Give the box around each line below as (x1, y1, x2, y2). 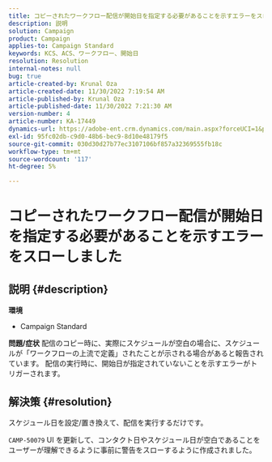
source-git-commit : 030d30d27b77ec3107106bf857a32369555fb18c (8, 139, 223, 148)
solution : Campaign (8, 27, 74, 35)
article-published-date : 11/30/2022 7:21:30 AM (8, 102, 172, 110)
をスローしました (8, 248, 123, 266)
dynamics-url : (8, 125, 57, 133)
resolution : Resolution (8, 58, 89, 66)
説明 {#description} (8, 282, 109, 296)
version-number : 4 (8, 110, 70, 118)
